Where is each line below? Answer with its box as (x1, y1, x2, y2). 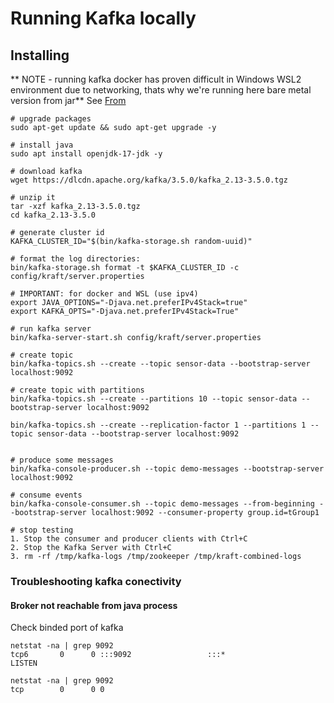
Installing (10, 47, 70, 64)
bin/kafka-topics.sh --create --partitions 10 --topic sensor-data (10, 394, 298, 404)
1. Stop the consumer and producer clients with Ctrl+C (10, 534, 248, 544)
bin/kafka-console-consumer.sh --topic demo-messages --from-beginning (10, 499, 315, 509)
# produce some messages (10, 455, 114, 465)
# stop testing (10, 525, 74, 535)
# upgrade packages (10, 114, 92, 124)
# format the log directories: (10, 254, 141, 264)
